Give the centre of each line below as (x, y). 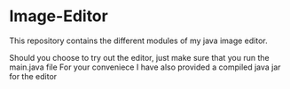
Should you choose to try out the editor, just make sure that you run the (139, 57)
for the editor (33, 76)
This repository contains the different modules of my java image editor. (138, 41)
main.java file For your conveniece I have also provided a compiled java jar (145, 67)
